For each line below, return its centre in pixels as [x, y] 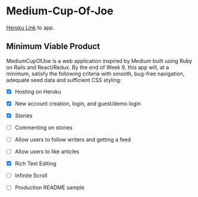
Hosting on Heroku [38, 92]
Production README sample [49, 187]
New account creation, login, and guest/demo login [78, 104]
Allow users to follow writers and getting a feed [73, 140]
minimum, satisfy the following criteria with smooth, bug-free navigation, [95, 74]
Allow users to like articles [47, 151]
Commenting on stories [44, 128]
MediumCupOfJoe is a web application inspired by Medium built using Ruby [99, 60]
